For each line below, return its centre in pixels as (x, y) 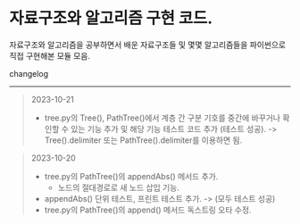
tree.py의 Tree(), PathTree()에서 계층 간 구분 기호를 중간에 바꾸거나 (162, 118)
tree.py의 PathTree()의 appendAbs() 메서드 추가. (131, 176)
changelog (29, 73)
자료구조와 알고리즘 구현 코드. (111, 18)
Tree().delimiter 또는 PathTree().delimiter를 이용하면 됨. (143, 140)
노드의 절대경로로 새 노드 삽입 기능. (119, 187)
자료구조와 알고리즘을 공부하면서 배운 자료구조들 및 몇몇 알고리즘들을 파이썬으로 (148, 45)
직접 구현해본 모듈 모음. (50, 55)
